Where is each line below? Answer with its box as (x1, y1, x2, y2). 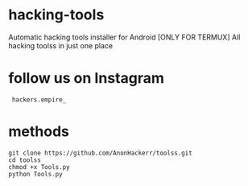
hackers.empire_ (11, 95, 67, 104)
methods (8, 122, 70, 141)
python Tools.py (8, 170, 63, 178)
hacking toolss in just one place (8, 40, 114, 50)
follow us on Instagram (8, 69, 165, 88)
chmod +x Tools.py (8, 163, 70, 171)
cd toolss (8, 155, 42, 164)
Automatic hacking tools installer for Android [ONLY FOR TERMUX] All (8, 32, 241, 42)
